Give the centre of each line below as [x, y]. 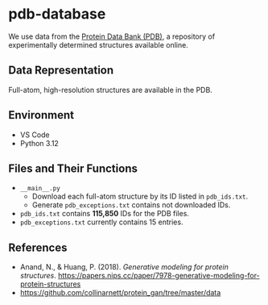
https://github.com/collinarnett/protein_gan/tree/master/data [120, 293]
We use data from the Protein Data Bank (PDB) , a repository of [112, 36]
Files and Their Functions [73, 168]
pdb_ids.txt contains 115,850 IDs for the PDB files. [104, 214]
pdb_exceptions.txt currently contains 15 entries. [101, 222]
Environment [41, 115]
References [38, 247]
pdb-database [57, 14]
